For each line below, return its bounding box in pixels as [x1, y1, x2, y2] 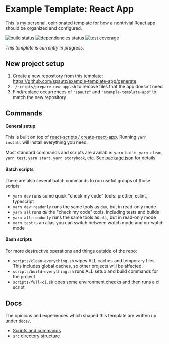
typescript [12, 198, 34, 204]
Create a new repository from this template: [12, 73, 103, 79]
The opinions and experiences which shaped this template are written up [5, 312, 157, 318]
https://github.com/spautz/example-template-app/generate [12, 78, 137, 84]
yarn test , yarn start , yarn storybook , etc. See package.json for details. [5, 155, 157, 161]
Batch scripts [5, 166, 34, 172]
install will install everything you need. [5, 139, 88, 145]
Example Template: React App [5, 3, 134, 15]
